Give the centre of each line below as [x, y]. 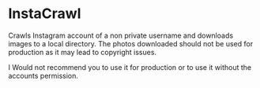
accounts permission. [43, 75]
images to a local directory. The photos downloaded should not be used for [131, 43]
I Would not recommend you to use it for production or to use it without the [130, 67]
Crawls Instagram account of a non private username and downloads [121, 35]
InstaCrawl [45, 14]
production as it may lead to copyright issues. [82, 52]
